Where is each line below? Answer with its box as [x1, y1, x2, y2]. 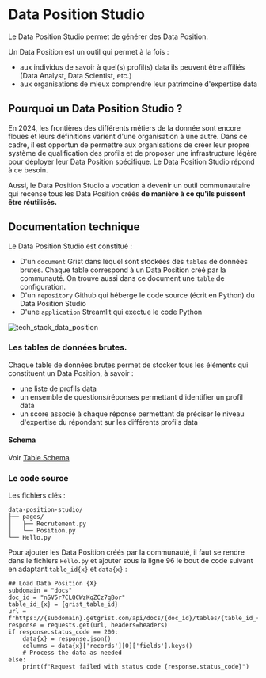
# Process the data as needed [22, 649, 123, 657]
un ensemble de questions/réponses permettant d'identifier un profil [19, 392, 244, 401]
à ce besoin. [8, 165, 49, 175]
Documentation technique [8, 220, 140, 234]
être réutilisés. [8, 197, 58, 206]
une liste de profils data [19, 384, 97, 393]
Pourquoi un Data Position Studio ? [8, 102, 183, 116]
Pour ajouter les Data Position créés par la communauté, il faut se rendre [8, 547, 245, 557]
